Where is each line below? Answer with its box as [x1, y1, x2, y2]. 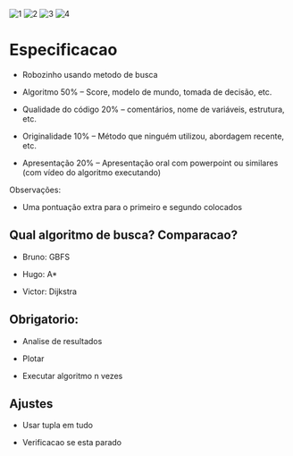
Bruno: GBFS [21, 251, 70, 262]
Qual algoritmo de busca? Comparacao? [9, 228, 239, 243]
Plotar [21, 353, 45, 364]
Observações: [9, 184, 61, 195]
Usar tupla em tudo [21, 420, 94, 431]
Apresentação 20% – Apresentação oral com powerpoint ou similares [21, 157, 279, 168]
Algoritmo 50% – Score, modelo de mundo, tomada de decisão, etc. [21, 86, 272, 97]
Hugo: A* [21, 268, 58, 279]
